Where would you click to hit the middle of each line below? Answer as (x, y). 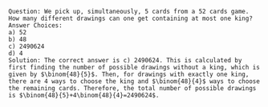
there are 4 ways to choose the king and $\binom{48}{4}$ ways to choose (134, 81)
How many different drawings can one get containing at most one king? (130, 18)
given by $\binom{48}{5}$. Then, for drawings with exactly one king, (129, 74)
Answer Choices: (35, 26)
